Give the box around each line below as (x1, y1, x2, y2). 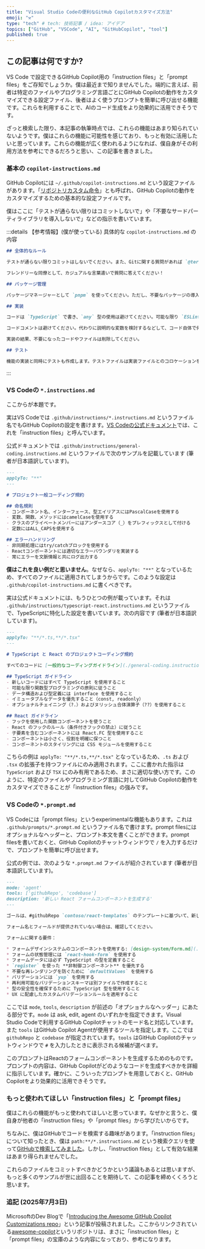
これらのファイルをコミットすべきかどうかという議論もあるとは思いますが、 (6, 1165, 198, 1173)
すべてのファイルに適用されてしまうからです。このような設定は (16, 573, 176, 581)
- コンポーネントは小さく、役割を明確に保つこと (6, 735, 112, 742)
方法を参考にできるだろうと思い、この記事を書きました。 (11, 147, 156, 155)
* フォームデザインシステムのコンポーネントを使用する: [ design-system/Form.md (6, 946, 191, 952)
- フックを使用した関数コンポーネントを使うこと (6, 719, 112, 725)
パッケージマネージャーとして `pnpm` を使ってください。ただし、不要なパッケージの (6, 292, 191, 298)
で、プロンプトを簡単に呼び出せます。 (6, 846, 102, 853)
